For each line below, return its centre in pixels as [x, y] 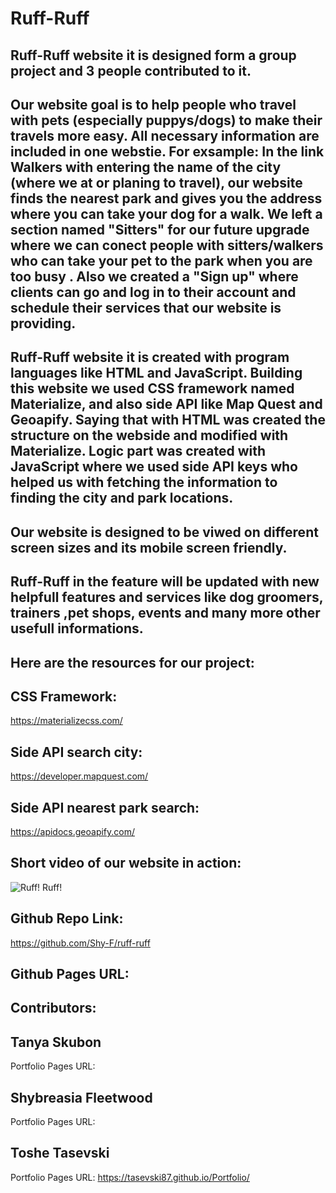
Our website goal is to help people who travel [153, 104]
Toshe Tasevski [60, 1153]
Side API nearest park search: [105, 807]
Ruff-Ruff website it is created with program [150, 357]
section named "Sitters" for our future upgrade [160, 229]
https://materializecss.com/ [66, 721]
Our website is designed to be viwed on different [164, 532]
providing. [43, 323]
